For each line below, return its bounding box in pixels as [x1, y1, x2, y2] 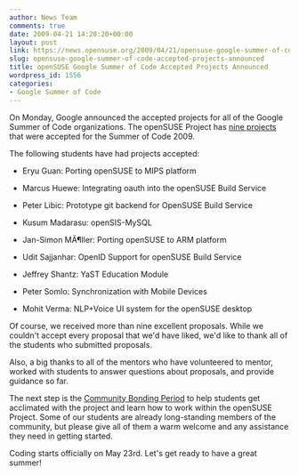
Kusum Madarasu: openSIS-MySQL [21, 217, 153, 228]
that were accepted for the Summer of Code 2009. [9, 131, 196, 141]
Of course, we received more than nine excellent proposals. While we [9, 320, 264, 331]
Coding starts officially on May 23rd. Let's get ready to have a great [9, 447, 258, 458]
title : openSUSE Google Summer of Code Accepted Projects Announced [9, 63, 269, 72]
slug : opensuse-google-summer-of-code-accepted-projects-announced [9, 54, 265, 63]
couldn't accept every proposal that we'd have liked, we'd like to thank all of [9, 330, 288, 341]
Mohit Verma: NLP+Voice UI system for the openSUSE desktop [21, 303, 253, 314]
